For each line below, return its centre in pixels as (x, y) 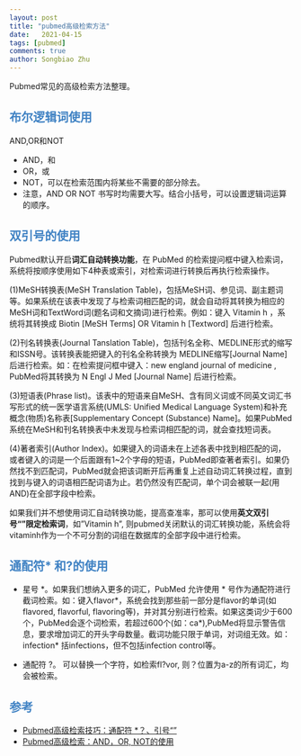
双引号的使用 (45, 236)
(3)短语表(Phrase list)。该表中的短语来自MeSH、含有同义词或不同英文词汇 (146, 395)
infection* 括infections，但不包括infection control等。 (121, 645)
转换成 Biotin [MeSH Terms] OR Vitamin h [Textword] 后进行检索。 (155, 323)
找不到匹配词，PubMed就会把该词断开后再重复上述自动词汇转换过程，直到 (155, 471)
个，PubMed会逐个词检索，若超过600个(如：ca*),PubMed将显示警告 (150, 623)
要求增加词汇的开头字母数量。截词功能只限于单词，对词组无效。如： (164, 634)
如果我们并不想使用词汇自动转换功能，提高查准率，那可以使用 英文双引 (139, 512)
